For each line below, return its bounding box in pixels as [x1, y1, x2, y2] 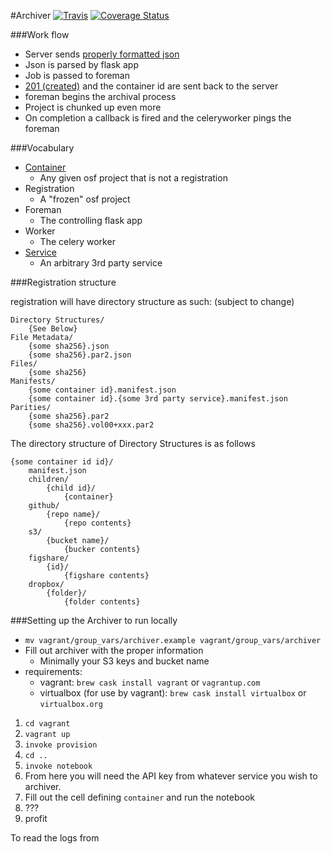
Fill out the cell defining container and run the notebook [24, 791, 256, 803]
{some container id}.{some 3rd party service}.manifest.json [28, 394, 288, 404]
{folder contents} [63, 597, 141, 607]
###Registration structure [10, 276, 117, 288]
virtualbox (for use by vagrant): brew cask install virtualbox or [39, 687, 307, 699]
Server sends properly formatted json [24, 48, 180, 60]
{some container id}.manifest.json [28, 385, 177, 395]
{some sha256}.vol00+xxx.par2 [28, 420, 155, 430]
